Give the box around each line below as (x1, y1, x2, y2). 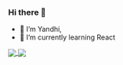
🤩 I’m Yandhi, (19, 25, 63, 34)
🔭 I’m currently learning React (19, 32, 116, 42)
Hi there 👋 (8, 7, 47, 18)
